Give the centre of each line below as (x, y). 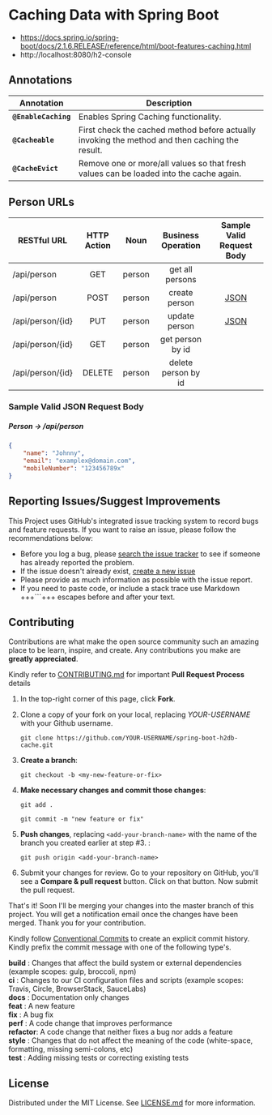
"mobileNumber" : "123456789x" (74, 469)
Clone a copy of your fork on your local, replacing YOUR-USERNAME (135, 714)
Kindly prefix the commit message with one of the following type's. (120, 947)
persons (181, 279)
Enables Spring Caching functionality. (150, 117)
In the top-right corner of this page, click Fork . (98, 699)
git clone (37, 738)
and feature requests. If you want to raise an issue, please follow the (122, 530)
